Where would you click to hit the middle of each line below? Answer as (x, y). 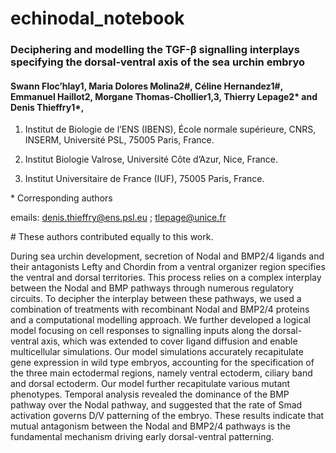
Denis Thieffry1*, (47, 107)
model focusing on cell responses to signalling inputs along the (140, 331)
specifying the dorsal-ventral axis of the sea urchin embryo (158, 62)
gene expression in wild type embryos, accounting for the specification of (162, 363)
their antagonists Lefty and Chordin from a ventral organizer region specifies (168, 267)
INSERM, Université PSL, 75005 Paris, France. (119, 140)
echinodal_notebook (97, 18)
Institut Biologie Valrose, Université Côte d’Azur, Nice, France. (151, 159)
